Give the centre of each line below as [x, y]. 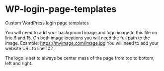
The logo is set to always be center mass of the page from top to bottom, [80, 58]
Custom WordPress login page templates [47, 23]
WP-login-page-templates [61, 9]
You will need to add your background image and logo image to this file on [81, 32]
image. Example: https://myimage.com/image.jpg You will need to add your [82, 43]
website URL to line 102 [29, 48]
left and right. [19, 63]
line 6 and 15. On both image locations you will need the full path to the [78, 38]
